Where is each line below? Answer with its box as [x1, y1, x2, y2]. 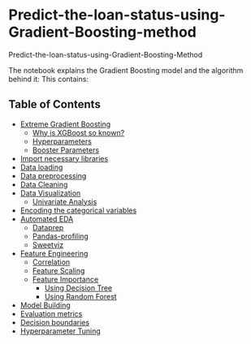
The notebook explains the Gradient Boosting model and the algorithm [8, 65, 244, 75]
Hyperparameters [32, 136, 92, 146]
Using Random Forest [44, 291, 117, 301]
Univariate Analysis [32, 196, 97, 206]
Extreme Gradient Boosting [19, 119, 111, 129]
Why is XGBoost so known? [32, 127, 125, 137]
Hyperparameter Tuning [19, 326, 102, 336]
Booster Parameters [32, 144, 100, 155]
